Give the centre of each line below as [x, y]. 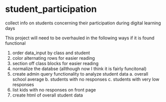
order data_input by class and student [51, 53]
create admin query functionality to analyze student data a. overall [80, 74]
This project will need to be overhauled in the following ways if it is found [80, 38]
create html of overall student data [47, 95]
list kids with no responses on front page [54, 90]
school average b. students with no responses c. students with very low [86, 79]
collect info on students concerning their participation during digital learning [83, 23]
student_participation [51, 9]
